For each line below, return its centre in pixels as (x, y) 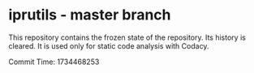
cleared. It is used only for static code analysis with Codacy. (109, 45)
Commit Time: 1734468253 (54, 62)
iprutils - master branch (90, 15)
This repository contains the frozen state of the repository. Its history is (127, 37)
